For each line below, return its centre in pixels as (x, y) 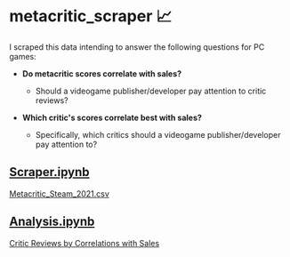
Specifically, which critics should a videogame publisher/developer (158, 134)
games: (23, 56)
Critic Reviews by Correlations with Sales (85, 243)
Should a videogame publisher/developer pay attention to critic (151, 91)
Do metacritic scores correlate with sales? (102, 73)
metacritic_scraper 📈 (91, 16)
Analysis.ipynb (52, 222)
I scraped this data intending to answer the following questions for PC (137, 47)
